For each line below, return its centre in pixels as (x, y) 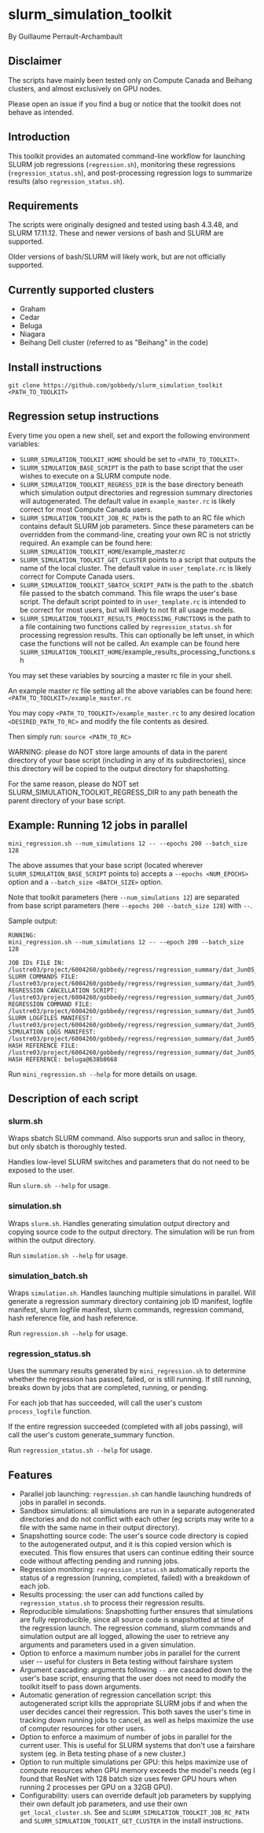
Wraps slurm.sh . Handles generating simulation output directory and (119, 1223)
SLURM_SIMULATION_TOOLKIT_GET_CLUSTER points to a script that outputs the (137, 559)
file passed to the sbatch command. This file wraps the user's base (128, 593)
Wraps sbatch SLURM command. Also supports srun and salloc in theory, (127, 1138)
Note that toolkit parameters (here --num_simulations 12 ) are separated (124, 897)
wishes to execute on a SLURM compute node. (95, 475)
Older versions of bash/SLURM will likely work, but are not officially (117, 257)
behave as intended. (41, 112)
